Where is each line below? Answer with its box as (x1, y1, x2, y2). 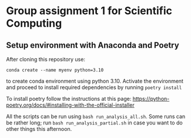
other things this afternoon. (6, 126, 72, 132)
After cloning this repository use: (6, 56, 85, 63)
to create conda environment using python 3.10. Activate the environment (6, 78, 184, 84)
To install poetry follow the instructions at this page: (6, 96, 132, 102)
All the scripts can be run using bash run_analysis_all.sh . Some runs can (6, 113, 186, 120)
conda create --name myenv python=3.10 (6, 67, 104, 73)
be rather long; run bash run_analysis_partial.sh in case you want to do (6, 119, 183, 126)
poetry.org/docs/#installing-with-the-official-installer (6, 101, 135, 109)
